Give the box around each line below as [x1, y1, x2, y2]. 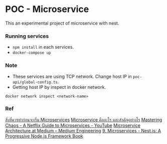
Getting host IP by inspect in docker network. [12, 84, 106, 90]
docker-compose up [12, 50, 51, 56]
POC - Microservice [5, 4, 89, 15]
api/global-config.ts [12, 79, 58, 85]
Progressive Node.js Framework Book [5, 133, 83, 139]
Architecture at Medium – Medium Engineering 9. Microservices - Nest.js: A [5, 127, 161, 133]
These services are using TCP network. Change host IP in [12, 73, 132, 79]
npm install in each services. [12, 44, 74, 50]
